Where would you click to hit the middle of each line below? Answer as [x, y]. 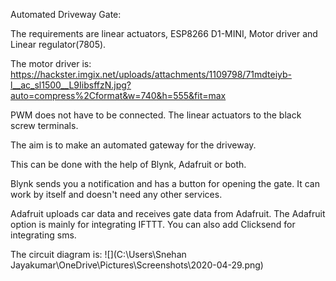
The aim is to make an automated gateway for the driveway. [133, 145]
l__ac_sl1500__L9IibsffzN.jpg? [71, 85]
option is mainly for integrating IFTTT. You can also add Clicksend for [153, 224]
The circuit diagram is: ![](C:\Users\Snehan [98, 254]
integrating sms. [43, 235]
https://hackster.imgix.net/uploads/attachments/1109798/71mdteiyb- [151, 74]
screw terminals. [44, 125]
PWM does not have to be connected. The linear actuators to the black [156, 115]
